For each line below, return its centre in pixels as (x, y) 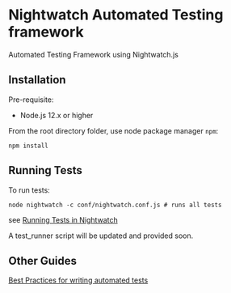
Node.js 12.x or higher (57, 115)
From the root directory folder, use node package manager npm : (113, 130)
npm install (28, 146)
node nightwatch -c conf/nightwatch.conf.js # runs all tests (115, 205)
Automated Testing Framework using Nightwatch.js (94, 54)
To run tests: (29, 190)
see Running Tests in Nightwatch (63, 219)
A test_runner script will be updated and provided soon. (101, 236)
